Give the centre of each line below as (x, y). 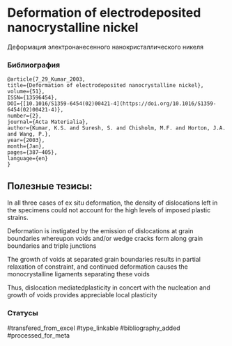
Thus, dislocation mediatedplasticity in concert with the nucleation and (109, 288)
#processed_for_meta (39, 336)
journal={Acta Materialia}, (48, 122)
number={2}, (24, 116)
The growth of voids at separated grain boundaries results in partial (104, 260)
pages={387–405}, (32, 152)
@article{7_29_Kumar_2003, (46, 79)
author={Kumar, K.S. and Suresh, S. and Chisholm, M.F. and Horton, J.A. (117, 128)
